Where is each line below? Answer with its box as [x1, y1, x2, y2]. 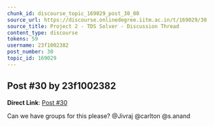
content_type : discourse [7, 29, 78, 36]
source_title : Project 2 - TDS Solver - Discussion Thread [7, 23, 180, 30]
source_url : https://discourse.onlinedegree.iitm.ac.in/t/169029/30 [7, 16, 207, 23]
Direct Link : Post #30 [7, 98, 68, 106]
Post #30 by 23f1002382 [7, 80, 117, 92]
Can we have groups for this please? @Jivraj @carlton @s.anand [7, 111, 191, 120]
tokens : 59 [7, 36, 38, 43]
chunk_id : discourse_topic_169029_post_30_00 [7, 10, 139, 17]
